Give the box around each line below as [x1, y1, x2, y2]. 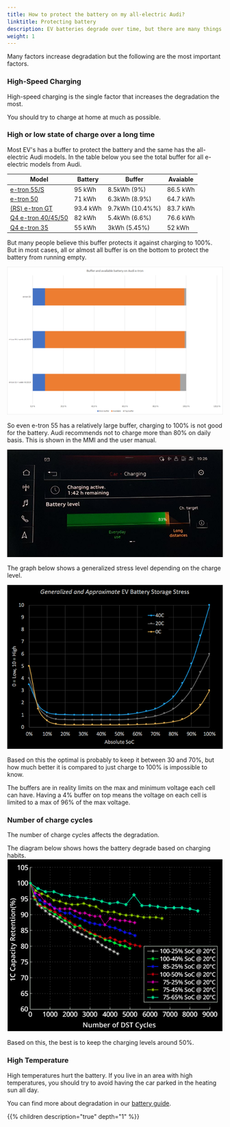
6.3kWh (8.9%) [107, 195, 152, 203]
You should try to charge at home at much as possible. [7, 113, 161, 121]
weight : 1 [7, 33, 36, 40]
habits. [7, 852, 26, 860]
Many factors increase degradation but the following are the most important [7, 52, 221, 61]
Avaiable [168, 175, 194, 184]
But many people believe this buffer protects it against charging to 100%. [7, 238, 213, 247]
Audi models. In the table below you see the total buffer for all [29, 153, 204, 161]
